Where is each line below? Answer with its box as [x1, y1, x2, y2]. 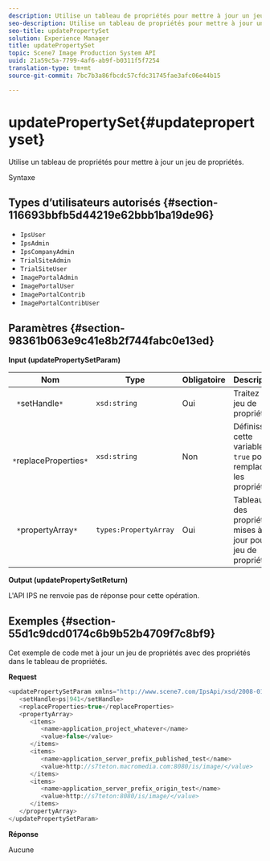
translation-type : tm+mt [8, 64, 92, 72]
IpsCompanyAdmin [19, 248, 75, 256]
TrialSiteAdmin [19, 256, 72, 265]
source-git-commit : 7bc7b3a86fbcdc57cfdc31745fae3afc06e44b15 [8, 72, 221, 80]
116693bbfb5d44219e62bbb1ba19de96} [8, 208, 215, 222]
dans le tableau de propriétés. [8, 657, 108, 666]
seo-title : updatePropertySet [8, 27, 110, 35]
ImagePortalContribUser [19, 299, 100, 308]
